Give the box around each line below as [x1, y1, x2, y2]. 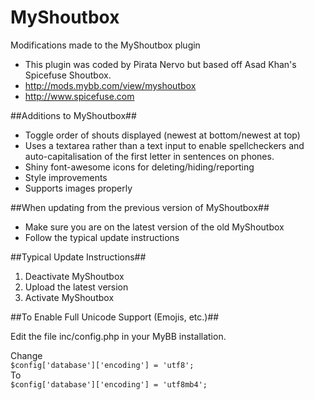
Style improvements [24, 171, 108, 183]
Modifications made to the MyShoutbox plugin [10, 39, 201, 51]
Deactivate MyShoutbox [24, 270, 125, 282]
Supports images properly [24, 182, 133, 194]
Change [10, 349, 43, 361]
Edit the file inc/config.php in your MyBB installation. [10, 330, 227, 342]
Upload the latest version [24, 281, 129, 293]
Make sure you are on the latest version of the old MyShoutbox [24, 221, 285, 233]
